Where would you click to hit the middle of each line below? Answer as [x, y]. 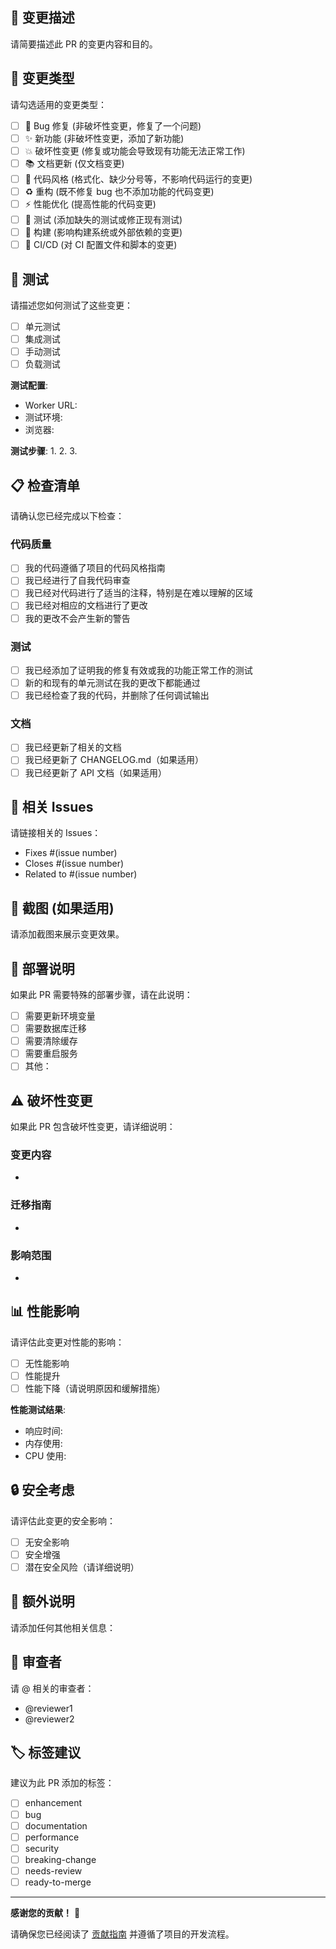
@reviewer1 [48, 1708]
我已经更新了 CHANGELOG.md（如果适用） [114, 760]
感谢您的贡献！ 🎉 [45, 1912]
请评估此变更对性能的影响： [67, 1342]
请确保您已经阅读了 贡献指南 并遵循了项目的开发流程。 [122, 1934]
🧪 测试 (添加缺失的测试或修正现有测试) [103, 219]
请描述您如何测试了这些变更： [71, 305]
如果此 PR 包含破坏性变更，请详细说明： [93, 1127]
